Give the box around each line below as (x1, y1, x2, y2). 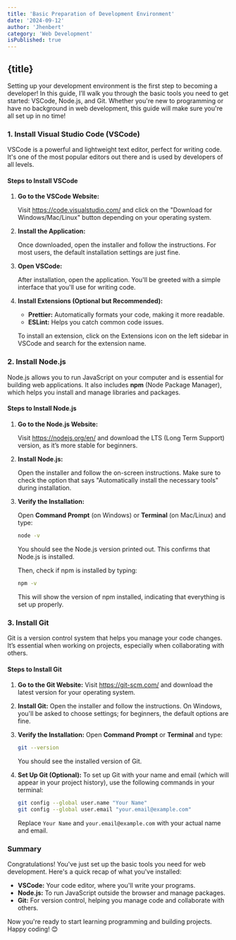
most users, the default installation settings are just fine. (17, 248, 181, 257)
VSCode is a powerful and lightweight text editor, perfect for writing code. (7, 146, 222, 154)
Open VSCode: (17, 262, 63, 271)
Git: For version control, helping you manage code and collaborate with (17, 896, 225, 905)
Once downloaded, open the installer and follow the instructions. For (17, 241, 217, 249)
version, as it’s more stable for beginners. (17, 441, 138, 450)
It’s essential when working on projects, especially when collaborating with (7, 641, 224, 650)
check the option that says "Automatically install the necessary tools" (17, 476, 219, 484)
